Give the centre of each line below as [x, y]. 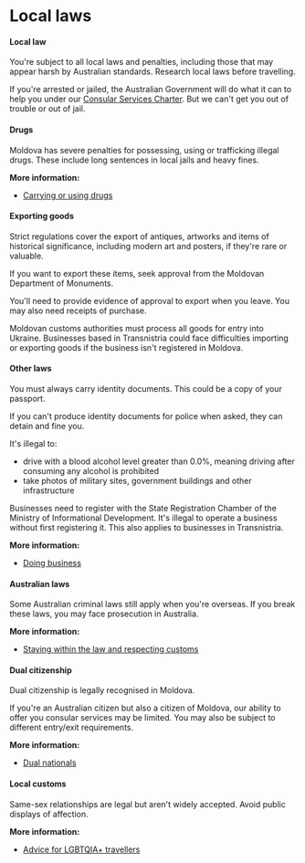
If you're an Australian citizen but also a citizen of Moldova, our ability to [145, 708]
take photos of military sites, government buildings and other [137, 481]
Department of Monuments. [62, 283]
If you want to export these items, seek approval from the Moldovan [137, 273]
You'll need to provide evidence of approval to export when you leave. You [150, 300]
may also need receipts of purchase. [79, 310]
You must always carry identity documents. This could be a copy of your [146, 389]
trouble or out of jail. [47, 109]
